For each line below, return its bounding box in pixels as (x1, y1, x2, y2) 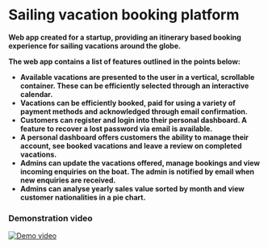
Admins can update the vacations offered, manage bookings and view (19, 158, 261, 167)
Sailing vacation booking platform (8, 6, 240, 24)
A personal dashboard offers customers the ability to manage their (19, 132, 249, 142)
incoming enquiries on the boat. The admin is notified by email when (19, 166, 255, 176)
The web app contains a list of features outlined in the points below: (8, 57, 241, 66)
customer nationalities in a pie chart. (19, 192, 146, 202)
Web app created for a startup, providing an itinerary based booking (8, 32, 242, 42)
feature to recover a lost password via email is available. (19, 124, 213, 133)
